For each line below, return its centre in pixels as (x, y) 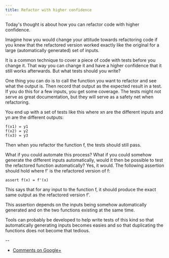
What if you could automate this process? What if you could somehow (78, 154)
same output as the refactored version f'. (48, 195)
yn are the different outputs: (35, 117)
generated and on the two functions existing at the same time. (70, 210)
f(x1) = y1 (17, 126)
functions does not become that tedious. (48, 230)
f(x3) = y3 (17, 135)
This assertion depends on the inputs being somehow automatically (76, 204)
